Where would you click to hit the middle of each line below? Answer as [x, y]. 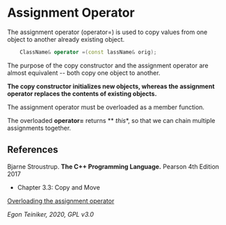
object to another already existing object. [66, 39]
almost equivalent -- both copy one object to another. [84, 73]
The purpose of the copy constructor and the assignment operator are [108, 65]
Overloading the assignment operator [61, 201]
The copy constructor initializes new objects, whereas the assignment [111, 86]
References [33, 150]
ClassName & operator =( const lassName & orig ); [88, 52]
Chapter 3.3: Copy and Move [59, 187]
